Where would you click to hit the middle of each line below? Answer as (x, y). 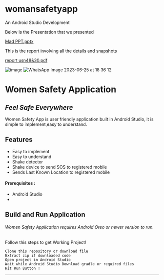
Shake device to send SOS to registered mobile (60, 167)
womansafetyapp (41, 9)
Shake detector (27, 161)
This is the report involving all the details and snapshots (61, 51)
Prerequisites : (20, 183)
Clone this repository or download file (47, 251)
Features (19, 140)
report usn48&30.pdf (26, 60)
